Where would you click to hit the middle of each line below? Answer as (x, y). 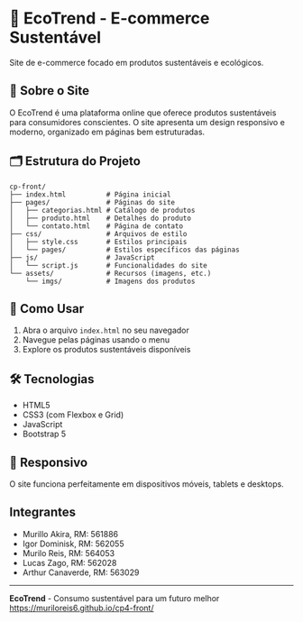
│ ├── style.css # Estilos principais (98, 242)
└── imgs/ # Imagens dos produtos (110, 281)
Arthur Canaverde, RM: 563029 (81, 572)
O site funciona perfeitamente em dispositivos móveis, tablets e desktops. (147, 484)
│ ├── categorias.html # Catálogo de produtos (102, 210)
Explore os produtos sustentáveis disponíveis (106, 350)
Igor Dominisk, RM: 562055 (73, 544)
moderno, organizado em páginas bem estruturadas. (107, 132)
